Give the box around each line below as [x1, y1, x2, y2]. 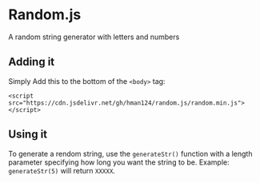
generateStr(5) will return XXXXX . [8, 165, 116, 175]
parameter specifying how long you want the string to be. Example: [8, 157, 230, 167]
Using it [8, 128, 48, 141]
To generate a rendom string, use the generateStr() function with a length [8, 149, 253, 158]
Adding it [8, 55, 55, 69]
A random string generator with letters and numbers [8, 32, 180, 42]
